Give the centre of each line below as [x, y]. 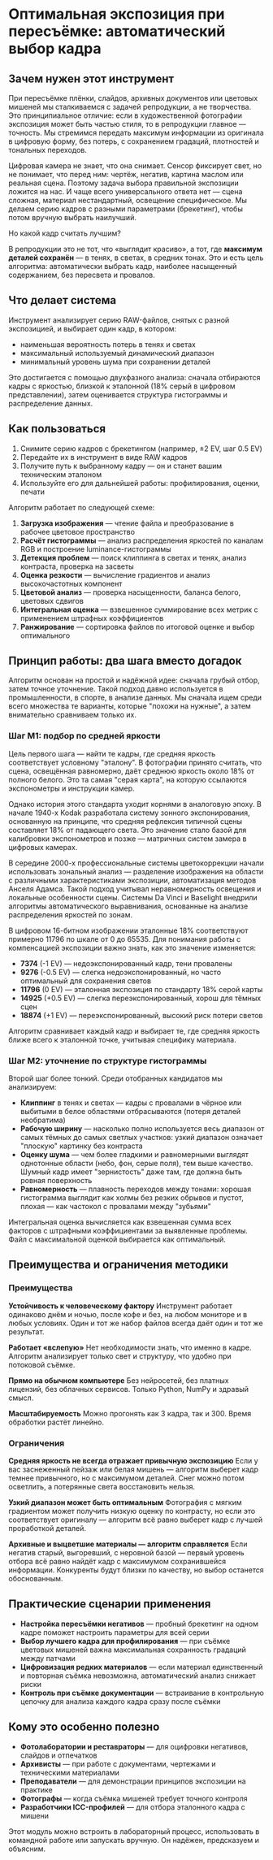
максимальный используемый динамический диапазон [117, 353]
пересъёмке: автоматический [117, 31]
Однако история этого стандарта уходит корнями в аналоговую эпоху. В [135, 804]
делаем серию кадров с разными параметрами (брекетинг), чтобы [126, 209]
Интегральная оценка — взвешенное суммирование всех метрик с [139, 609]
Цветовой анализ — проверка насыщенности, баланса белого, [130, 592]
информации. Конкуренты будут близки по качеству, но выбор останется [136, 1570]
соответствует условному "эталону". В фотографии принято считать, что [135, 762]
